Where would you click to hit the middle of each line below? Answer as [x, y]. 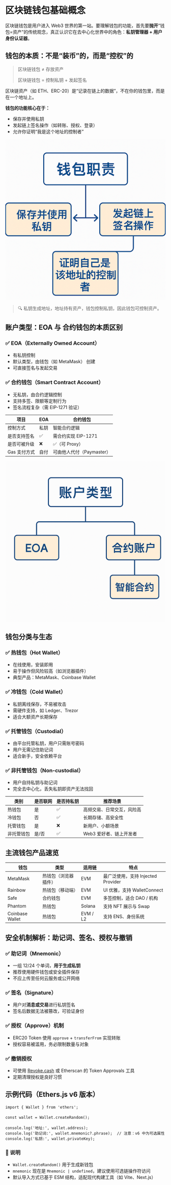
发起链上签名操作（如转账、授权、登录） [55, 125]
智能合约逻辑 [66, 428]
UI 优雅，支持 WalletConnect [133, 890]
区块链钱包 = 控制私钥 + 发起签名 [52, 80]
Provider [112, 882]
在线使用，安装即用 [33, 665]
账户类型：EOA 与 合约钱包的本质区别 [64, 327]
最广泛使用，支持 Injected [130, 876]
